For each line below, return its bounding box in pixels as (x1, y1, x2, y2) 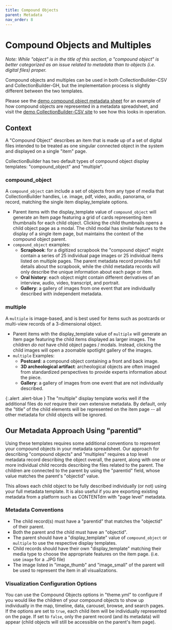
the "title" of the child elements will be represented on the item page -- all (5, 406, 161, 412)
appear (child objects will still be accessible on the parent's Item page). (5, 619, 156, 625)
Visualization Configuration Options (5, 580, 97, 587)
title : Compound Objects (5, 7, 59, 13)
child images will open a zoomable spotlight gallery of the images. (12, 347, 153, 353)
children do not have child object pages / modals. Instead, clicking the (12, 341, 161, 348)
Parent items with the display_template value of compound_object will (12, 209, 157, 215)
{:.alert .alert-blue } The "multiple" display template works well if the (5, 395, 149, 401)
